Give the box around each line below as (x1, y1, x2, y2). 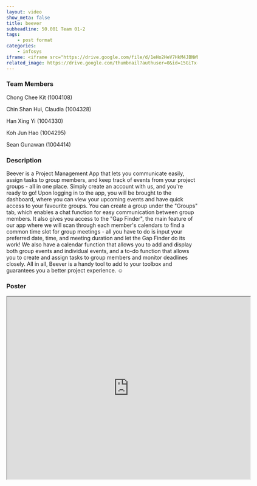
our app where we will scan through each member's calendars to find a (6, 221, 185, 229)
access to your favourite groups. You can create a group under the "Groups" (6, 202, 198, 210)
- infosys (17, 49, 43, 55)
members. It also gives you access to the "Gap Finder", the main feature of (6, 215, 193, 223)
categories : (6, 43, 36, 49)
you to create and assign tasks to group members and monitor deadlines (6, 254, 188, 262)
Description (6, 156, 42, 164)
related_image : (6, 60, 45, 66)
